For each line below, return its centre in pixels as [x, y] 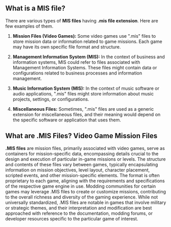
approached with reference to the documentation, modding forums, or [79, 213]
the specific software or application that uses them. [67, 120]
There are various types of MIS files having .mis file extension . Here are [82, 20]
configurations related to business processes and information [77, 73]
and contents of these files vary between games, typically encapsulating [82, 164]
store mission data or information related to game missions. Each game [87, 41]
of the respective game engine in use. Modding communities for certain [81, 186]
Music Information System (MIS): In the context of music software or [86, 88]
